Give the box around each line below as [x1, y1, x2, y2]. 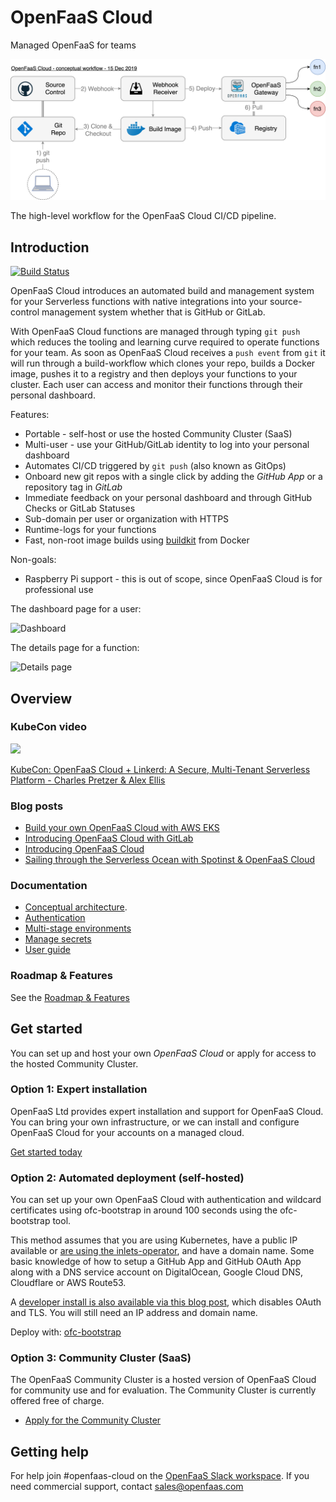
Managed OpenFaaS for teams [10, 39, 137, 51]
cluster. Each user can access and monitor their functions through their [10, 379, 303, 391]
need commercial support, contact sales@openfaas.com [10, 1481, 244, 1493]
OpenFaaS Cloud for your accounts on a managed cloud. [10, 1126, 245, 1138]
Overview [10, 690, 73, 707]
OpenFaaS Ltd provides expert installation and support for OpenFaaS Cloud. [10, 1105, 324, 1117]
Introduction [10, 239, 90, 256]
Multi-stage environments [24, 922, 132, 935]
